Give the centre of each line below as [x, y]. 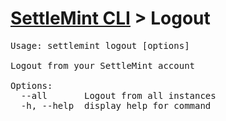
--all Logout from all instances [118, 95]
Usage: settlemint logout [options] [100, 45]
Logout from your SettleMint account [103, 65]
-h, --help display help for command [116, 105]
